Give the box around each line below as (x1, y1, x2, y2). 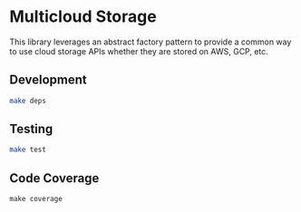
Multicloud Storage (9, 6, 157, 27)
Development (9, 72, 88, 88)
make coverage (9, 195, 63, 204)
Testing (9, 121, 53, 137)
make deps (9, 96, 47, 105)
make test (9, 145, 47, 155)
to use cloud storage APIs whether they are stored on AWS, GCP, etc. (9, 45, 269, 56)
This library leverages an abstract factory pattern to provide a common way (9, 36, 292, 47)
